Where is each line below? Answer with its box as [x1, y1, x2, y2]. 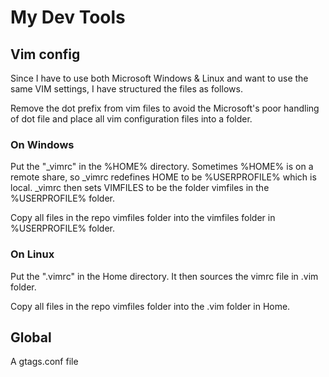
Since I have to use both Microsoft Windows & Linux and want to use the [10, 72, 309, 84]
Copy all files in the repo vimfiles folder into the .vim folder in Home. [10, 300, 291, 312]
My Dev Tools [10, 6, 126, 29]
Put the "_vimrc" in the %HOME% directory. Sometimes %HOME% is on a [10, 161, 314, 173]
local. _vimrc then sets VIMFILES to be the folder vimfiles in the [10, 182, 270, 194]
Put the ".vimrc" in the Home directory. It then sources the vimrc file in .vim [10, 270, 319, 282]
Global [10, 329, 52, 346]
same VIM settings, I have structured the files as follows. [10, 83, 243, 95]
